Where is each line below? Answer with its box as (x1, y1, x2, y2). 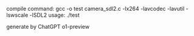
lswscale (6, 11, 29, 19)
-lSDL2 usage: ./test (29, 11, 80, 19)
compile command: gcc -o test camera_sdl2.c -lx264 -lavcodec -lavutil (6, 5, 185, 12)
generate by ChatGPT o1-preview (6, 23, 90, 30)
